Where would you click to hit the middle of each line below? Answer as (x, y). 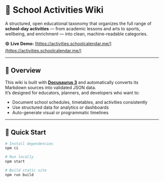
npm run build (20, 175)
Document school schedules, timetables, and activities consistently (80, 102)
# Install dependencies (29, 143)
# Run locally (20, 157)
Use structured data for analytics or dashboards (60, 107)
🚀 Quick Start (26, 132)
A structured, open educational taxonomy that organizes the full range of (78, 23)
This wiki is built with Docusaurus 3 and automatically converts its (72, 82)
